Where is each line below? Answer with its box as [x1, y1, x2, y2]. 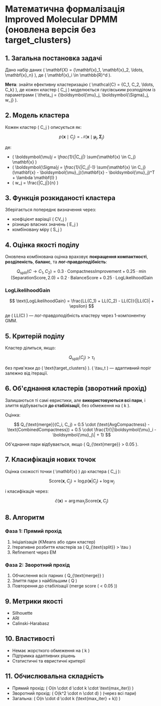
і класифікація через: [5, 488, 49, 494]
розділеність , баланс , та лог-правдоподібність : [5, 259, 107, 265]
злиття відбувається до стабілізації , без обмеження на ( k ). [5, 402, 130, 408]
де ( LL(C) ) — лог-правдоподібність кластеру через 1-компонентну [5, 312, 146, 318]
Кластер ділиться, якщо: [5, 345, 56, 351]
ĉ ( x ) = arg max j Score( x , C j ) [55, 498, 108, 505]
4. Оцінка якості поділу [5, 241, 79, 249]
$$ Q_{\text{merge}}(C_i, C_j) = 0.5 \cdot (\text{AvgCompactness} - [14, 421, 150, 427]
